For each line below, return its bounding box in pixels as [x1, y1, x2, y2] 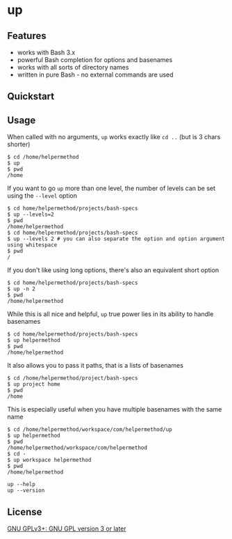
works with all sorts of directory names [17, 63, 129, 71]
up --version [7, 487, 45, 494]
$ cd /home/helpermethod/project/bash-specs [7, 375, 138, 382]
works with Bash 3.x [17, 48, 76, 56]
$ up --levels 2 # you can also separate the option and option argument [7, 235, 226, 242]
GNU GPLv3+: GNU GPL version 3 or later [7, 524, 126, 533]
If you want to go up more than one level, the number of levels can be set [7, 184, 216, 193]
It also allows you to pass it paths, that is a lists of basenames [7, 361, 184, 370]
